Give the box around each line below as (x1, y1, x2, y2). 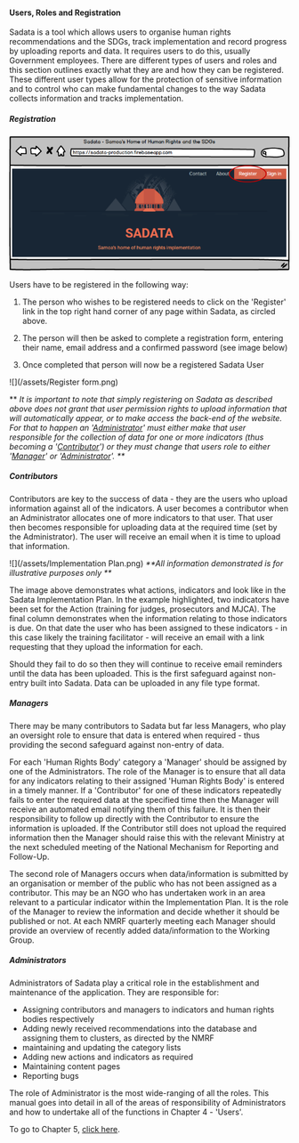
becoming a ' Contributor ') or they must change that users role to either (9, 441, 271, 451)
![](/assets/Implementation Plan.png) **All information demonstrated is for (9, 557, 284, 569)
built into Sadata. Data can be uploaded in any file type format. (30, 677, 261, 688)
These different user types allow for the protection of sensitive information (9, 74, 282, 85)
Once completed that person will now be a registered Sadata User (21, 359, 264, 369)
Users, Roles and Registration (9, 7, 122, 18)
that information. (9, 540, 70, 551)
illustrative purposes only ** (9, 567, 112, 578)
